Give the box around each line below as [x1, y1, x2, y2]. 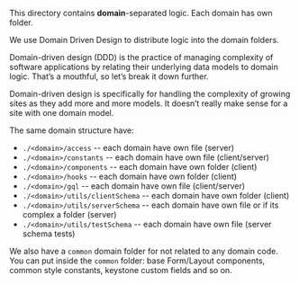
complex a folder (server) [22, 209, 117, 219]
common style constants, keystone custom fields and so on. [9, 265, 232, 275]
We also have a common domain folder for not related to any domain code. [9, 246, 279, 256]
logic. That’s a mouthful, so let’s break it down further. [9, 71, 209, 82]
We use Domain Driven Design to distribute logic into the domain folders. [9, 35, 279, 45]
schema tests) [22, 228, 76, 239]
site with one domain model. [9, 108, 114, 118]
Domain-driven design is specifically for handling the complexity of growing [9, 89, 291, 99]
